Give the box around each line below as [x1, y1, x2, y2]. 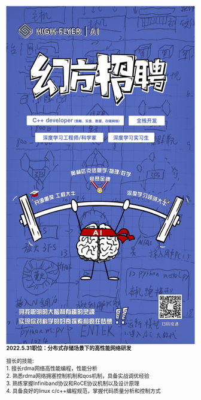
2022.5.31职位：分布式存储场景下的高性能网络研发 [6, 345, 132, 351]
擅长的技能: [6, 357, 35, 364]
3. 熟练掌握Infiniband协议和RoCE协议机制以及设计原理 [6, 380, 139, 387]
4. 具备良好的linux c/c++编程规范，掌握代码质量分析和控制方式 [6, 387, 162, 394]
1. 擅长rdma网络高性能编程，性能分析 [6, 365, 98, 372]
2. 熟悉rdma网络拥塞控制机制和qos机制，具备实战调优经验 [6, 372, 150, 379]
